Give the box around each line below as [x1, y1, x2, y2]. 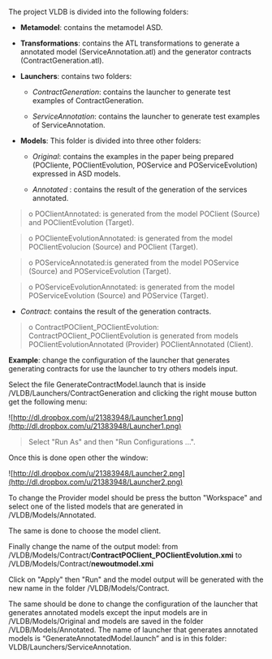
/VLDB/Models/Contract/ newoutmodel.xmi [8, 559, 154, 568]
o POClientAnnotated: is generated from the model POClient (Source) [28, 209, 261, 219]
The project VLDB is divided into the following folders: [8, 7, 189, 16]
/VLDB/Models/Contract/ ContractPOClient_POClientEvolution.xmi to [8, 550, 242, 560]
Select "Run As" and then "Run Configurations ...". [28, 437, 196, 446]
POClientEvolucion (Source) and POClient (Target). [28, 242, 199, 251]
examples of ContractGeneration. [32, 96, 145, 105]
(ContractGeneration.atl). [19, 56, 104, 65]
